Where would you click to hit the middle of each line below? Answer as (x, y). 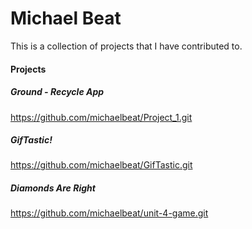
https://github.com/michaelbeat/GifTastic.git (101, 165)
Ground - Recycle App (57, 92)
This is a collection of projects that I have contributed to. (126, 46)
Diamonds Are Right (53, 188)
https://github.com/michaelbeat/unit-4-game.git (109, 213)
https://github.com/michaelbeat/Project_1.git (101, 117)
